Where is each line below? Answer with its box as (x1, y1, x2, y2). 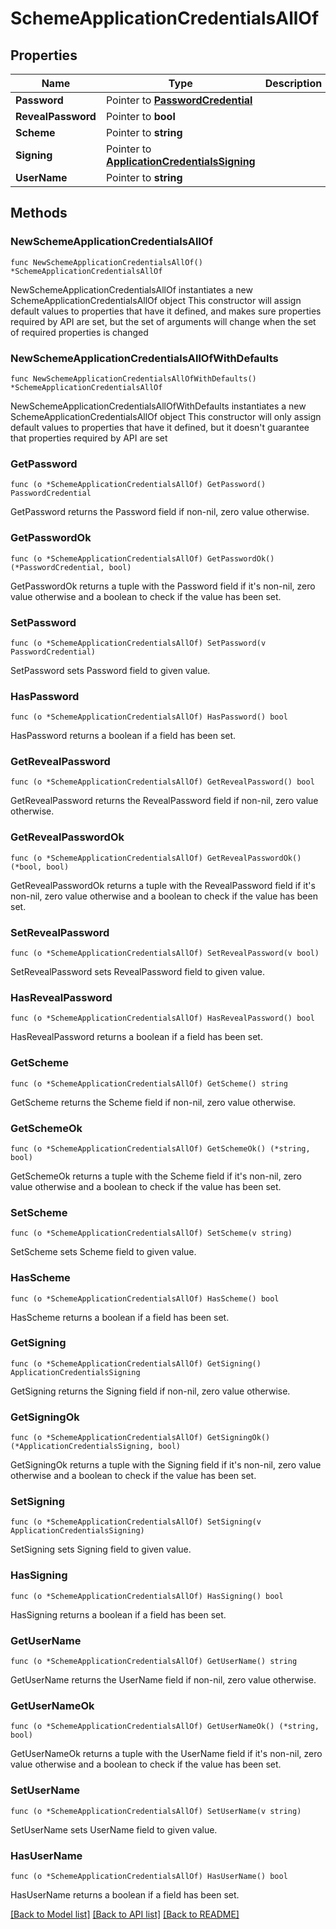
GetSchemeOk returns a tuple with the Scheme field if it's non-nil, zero (10, 1170, 302, 1182)
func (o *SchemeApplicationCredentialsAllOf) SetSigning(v (10, 1517, 262, 1527)
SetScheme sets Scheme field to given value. (10, 1246, 197, 1258)
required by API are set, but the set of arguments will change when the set (10, 315, 317, 327)
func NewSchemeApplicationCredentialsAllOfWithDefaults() (10, 373, 257, 384)
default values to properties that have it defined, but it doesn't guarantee (10, 421, 310, 433)
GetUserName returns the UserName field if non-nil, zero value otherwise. (10, 1674, 317, 1686)
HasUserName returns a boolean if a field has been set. (10, 1888, 240, 1901)
